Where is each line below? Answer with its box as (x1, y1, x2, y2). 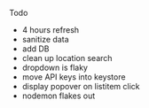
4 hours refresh (21, 25, 80, 35)
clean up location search (21, 53, 113, 63)
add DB (21, 43, 51, 54)
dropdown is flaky (21, 62, 89, 73)
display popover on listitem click (21, 81, 140, 91)
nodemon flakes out (21, 90, 96, 101)
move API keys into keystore (21, 72, 126, 82)
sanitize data (21, 35, 69, 44)
